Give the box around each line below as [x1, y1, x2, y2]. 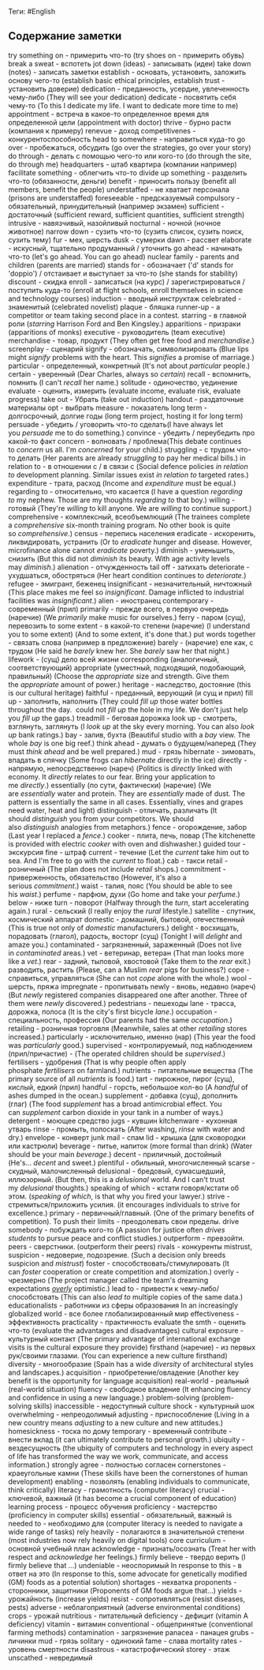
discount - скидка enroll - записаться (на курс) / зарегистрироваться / [8, 276, 246, 287]
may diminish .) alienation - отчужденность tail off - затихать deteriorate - [8, 562, 250, 572]
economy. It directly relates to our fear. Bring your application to [8, 771, 215, 781]
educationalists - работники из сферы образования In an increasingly [8, 1300, 239, 1310]
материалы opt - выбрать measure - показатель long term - [8, 403, 207, 412]
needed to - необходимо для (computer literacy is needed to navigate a [8, 1518, 243, 1528]
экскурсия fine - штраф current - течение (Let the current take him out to [8, 847, 250, 857]
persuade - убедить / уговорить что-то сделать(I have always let [8, 419, 224, 429]
